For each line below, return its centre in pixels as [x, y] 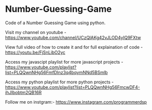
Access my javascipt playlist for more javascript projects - [64, 62]
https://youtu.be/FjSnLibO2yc [35, 52]
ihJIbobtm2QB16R [24, 92]
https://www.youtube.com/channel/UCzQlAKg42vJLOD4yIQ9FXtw [73, 37]
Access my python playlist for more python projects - [59, 82]
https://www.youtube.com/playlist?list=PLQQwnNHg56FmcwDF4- [73, 87]
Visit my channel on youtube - [36, 32]
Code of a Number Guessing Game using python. [55, 23]
